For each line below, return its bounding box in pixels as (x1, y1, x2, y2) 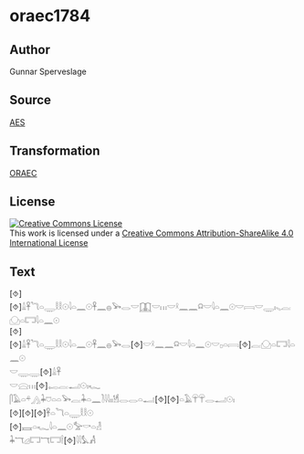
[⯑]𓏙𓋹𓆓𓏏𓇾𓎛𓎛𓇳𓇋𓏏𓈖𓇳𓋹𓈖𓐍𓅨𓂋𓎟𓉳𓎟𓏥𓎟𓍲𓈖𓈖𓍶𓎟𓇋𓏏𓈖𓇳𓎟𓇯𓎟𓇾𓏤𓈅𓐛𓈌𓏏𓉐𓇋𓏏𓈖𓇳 (9, 301, 292, 312)
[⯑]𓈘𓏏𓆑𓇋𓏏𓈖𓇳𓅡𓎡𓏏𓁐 (9, 421, 102, 432)
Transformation (9, 143, 100, 159)
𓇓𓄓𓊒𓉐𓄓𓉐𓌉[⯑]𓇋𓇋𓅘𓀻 (9, 435, 96, 446)
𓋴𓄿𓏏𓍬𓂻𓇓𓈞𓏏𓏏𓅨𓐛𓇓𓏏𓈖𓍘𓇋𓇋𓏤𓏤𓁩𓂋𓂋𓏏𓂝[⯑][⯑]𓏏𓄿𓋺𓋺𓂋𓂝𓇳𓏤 (9, 394, 236, 405)
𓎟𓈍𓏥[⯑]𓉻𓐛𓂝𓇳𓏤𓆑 (9, 380, 101, 391)
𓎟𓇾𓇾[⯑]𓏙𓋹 (9, 366, 61, 377)
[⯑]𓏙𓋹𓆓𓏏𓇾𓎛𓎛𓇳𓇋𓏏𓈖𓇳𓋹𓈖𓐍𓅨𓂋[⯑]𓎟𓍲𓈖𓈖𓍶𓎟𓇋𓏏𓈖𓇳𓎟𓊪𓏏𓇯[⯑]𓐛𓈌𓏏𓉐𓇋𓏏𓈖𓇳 (9, 339, 296, 350)
